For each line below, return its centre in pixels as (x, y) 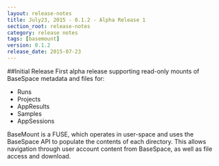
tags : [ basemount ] (33, 39)
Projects (29, 99)
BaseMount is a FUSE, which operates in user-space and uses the (101, 134)
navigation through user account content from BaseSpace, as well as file (110, 149)
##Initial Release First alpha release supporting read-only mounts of (103, 71)
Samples (30, 113)
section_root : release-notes (49, 26)
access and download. (39, 156)
